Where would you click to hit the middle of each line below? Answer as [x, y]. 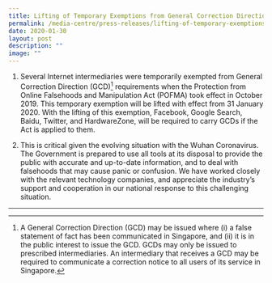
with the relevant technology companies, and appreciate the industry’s [137, 180]
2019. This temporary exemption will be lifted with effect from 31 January [142, 103]
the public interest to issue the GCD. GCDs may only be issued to [128, 244]
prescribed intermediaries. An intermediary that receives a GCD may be [139, 253]
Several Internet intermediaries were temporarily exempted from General [141, 76]
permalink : [27, 23]
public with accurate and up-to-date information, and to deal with [129, 162]
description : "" [36, 46]
